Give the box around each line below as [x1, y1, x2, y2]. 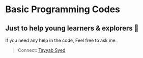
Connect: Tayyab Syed [17, 47, 66, 53]
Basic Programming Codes [5, 4, 121, 15]
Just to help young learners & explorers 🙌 [5, 24, 139, 33]
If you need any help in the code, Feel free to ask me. [5, 37, 117, 43]
